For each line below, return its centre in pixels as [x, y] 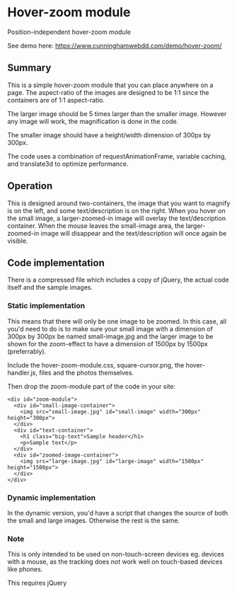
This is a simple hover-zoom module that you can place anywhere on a [110, 85]
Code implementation [56, 263]
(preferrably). [27, 351]
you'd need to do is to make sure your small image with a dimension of [110, 329]
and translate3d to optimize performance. [68, 164]
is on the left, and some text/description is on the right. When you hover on [116, 210]
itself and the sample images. [50, 287]
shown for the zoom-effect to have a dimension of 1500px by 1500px [108, 343]
